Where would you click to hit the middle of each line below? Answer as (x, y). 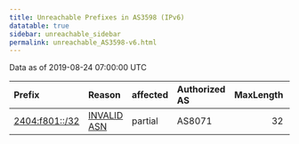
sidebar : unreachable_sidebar (65, 34)
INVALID (105, 116)
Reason (104, 95)
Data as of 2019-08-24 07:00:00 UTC (78, 68)
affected (150, 95)
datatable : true (39, 26)
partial (145, 121)
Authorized (201, 90)
